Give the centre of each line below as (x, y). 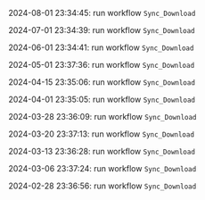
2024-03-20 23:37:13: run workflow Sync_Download (102, 134)
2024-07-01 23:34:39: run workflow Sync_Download (102, 30)
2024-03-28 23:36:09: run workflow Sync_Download (102, 117)
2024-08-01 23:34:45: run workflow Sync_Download (102, 13)
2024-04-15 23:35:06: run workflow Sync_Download (102, 82)
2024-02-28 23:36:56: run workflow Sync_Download (102, 186)
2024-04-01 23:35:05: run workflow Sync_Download (102, 99)
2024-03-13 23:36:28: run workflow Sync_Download (102, 151)
